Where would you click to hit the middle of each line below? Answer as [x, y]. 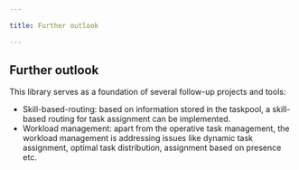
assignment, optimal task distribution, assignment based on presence [152, 148]
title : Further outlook [54, 25]
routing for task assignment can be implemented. [140, 119]
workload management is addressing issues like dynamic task [137, 138]
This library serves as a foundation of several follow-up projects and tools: [148, 92]
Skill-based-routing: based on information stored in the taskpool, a [146, 109]
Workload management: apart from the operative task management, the [156, 128]
